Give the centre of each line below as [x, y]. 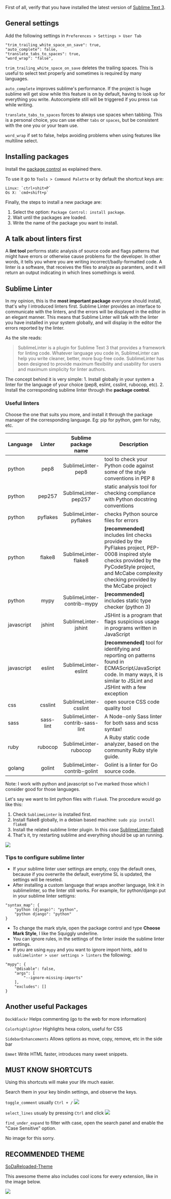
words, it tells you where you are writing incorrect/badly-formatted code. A [84, 262]
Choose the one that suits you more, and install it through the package [79, 414]
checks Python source [131, 514]
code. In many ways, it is [134, 674]
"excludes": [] [31, 987]
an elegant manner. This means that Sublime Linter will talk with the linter [82, 317]
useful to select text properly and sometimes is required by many [73, 73]
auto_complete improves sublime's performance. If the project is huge [78, 88]
